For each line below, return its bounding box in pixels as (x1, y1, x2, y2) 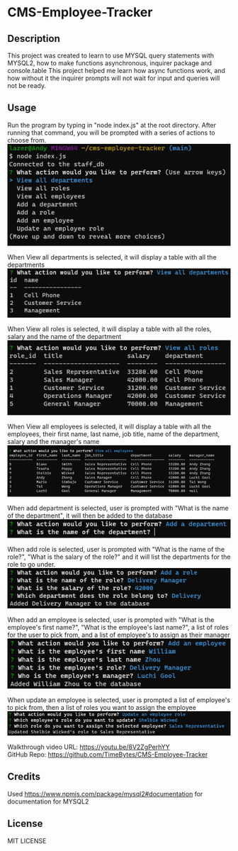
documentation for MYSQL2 (7, 797, 89, 806)
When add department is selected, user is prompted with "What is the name (7, 504, 229, 512)
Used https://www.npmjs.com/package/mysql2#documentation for (7, 789, 203, 798)
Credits (7, 771, 41, 783)
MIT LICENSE (7, 836, 47, 845)
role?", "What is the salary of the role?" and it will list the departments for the (7, 552, 232, 561)
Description (7, 33, 60, 45)
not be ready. (7, 82, 46, 89)
